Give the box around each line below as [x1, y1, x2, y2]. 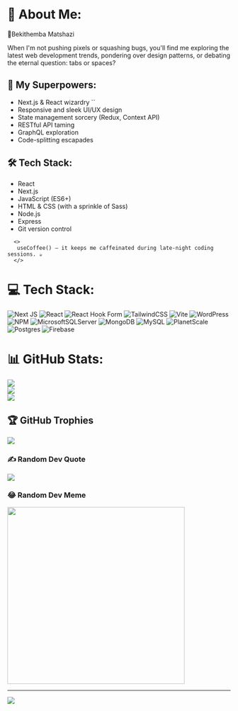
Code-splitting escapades [17, 135, 93, 144]
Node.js [17, 209, 41, 218]
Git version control [17, 224, 72, 233]
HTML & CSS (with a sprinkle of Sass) [17, 202, 128, 210]
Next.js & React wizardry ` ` [17, 98, 96, 106]
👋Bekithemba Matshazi [7, 30, 74, 38]
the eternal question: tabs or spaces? [7, 58, 116, 67]
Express [17, 217, 42, 225]
